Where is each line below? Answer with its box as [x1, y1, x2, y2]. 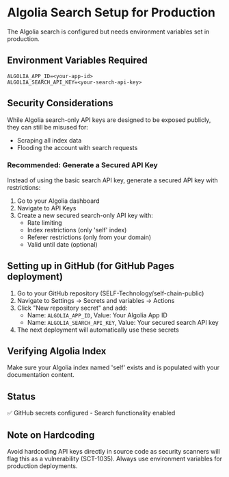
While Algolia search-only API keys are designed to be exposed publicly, [7, 115, 211, 124]
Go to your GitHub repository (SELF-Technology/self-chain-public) [16, 289, 204, 297]
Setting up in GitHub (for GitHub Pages [7, 260, 175, 272]
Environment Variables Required [7, 55, 148, 66]
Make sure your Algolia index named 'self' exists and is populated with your [7, 363, 220, 371]
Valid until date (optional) [27, 240, 98, 248]
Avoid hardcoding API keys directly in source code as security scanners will [7, 448, 220, 456]
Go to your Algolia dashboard [16, 197, 100, 205]
